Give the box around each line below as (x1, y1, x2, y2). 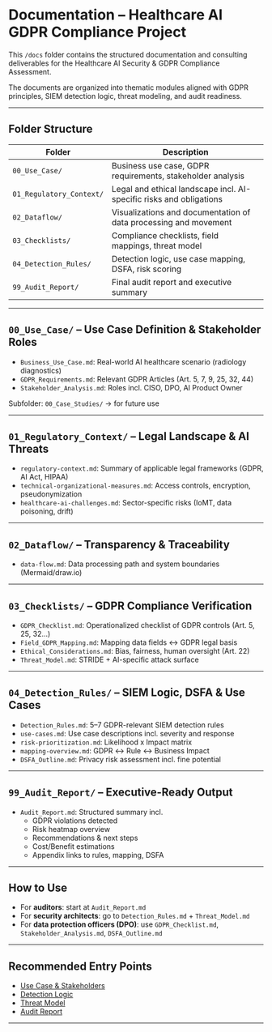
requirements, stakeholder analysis (112, 170, 245, 181)
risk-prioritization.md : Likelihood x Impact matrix (19, 737, 193, 747)
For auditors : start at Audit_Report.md (19, 902, 147, 912)
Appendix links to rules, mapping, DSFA (32, 850, 164, 859)
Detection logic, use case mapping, (112, 253, 245, 264)
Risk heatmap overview (32, 824, 111, 834)
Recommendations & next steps (32, 833, 138, 842)
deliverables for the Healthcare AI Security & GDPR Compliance (8, 58, 220, 68)
